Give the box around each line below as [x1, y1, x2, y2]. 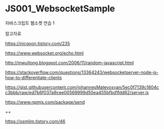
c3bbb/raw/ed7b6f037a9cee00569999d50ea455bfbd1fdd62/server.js [5, 89, 149, 95]
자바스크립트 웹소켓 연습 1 [5, 20, 55, 26]
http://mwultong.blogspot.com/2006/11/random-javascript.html [5, 60, 134, 65]
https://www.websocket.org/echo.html [5, 50, 84, 56]
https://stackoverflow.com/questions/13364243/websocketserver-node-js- [5, 69, 159, 75]
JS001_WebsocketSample [5, 3, 115, 14]
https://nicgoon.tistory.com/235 [5, 40, 70, 46]
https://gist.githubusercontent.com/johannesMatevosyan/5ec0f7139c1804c [5, 84, 160, 90]
